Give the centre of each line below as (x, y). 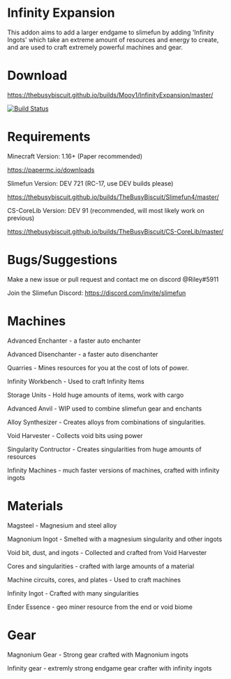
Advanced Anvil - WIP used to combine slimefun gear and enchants (105, 409)
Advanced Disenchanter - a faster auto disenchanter (83, 354)
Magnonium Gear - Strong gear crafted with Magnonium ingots (98, 654)
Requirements (49, 137)
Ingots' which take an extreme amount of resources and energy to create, (113, 39)
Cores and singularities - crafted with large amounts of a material (101, 566)
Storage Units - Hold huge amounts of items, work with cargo (96, 395)
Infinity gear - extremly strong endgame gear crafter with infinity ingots (110, 668)
